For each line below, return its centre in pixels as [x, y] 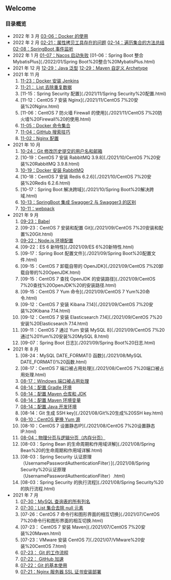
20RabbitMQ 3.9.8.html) [55, 164]
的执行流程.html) [38, 489]
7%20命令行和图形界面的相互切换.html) [62, 520]
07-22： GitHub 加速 [42, 559]
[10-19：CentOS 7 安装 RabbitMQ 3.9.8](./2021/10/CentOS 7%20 [88, 157]
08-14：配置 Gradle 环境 [46, 387]
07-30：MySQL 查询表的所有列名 [55, 501]
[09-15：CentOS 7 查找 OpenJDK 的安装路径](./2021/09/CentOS [88, 279]
